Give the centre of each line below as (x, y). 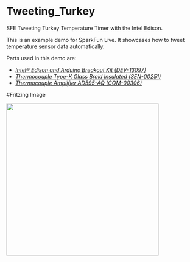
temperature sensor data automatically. (55, 46)
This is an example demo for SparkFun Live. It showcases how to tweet (96, 40)
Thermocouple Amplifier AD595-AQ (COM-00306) (79, 83)
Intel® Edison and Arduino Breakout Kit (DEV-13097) (81, 70)
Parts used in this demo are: (42, 58)
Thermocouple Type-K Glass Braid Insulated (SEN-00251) (88, 76)
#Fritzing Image (26, 94)
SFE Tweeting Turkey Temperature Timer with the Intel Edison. (85, 28)
